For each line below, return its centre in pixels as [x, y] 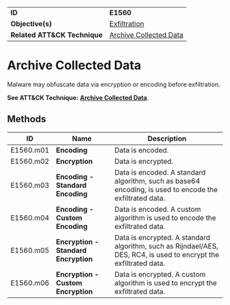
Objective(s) [31, 24]
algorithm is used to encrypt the [165, 282]
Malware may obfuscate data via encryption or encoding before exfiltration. [114, 84]
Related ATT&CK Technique [57, 35]
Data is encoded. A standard [160, 172]
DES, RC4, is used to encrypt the [167, 254]
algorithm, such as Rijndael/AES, [166, 246]
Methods [27, 119]
